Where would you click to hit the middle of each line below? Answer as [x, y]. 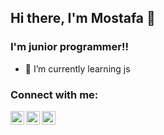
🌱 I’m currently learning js [77, 68]
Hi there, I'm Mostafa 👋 [83, 18]
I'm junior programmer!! [69, 47]
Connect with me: [54, 94]
